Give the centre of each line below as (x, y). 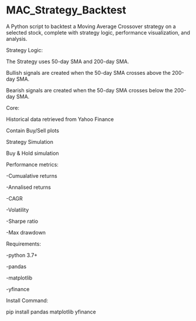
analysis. (17, 39)
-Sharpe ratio (22, 221)
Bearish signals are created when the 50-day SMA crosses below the (90, 90)
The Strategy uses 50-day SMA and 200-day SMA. (68, 61)
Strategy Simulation (30, 141)
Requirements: (23, 244)
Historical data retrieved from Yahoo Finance (60, 119)
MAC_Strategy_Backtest (66, 10)
